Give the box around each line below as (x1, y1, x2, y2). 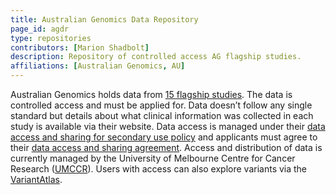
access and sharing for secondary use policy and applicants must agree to (10, 131, 318, 143)
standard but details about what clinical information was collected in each (10, 110, 314, 121)
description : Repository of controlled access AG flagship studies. (10, 52, 302, 62)
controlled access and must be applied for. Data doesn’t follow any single (10, 99, 313, 111)
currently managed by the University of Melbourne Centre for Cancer (10, 152, 296, 164)
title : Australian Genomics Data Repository (10, 14, 199, 25)
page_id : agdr (10, 24, 70, 34)
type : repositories (10, 33, 92, 43)
